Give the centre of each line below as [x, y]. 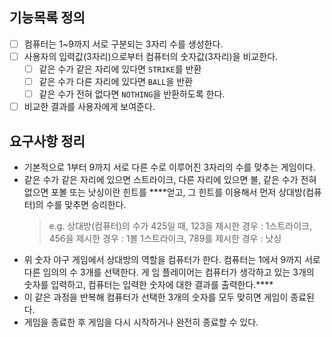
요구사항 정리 [47, 141]
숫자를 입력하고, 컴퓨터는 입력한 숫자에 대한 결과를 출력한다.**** [148, 284]
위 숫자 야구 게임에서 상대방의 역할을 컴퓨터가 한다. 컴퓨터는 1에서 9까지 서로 [172, 259]
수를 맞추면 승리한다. [86, 204]
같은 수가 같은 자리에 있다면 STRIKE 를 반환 [120, 69]
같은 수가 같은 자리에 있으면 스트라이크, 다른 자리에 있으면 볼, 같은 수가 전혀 [170, 179]
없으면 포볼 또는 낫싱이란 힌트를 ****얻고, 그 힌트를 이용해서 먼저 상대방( [164, 192]
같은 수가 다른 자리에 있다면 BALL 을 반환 [116, 81]
